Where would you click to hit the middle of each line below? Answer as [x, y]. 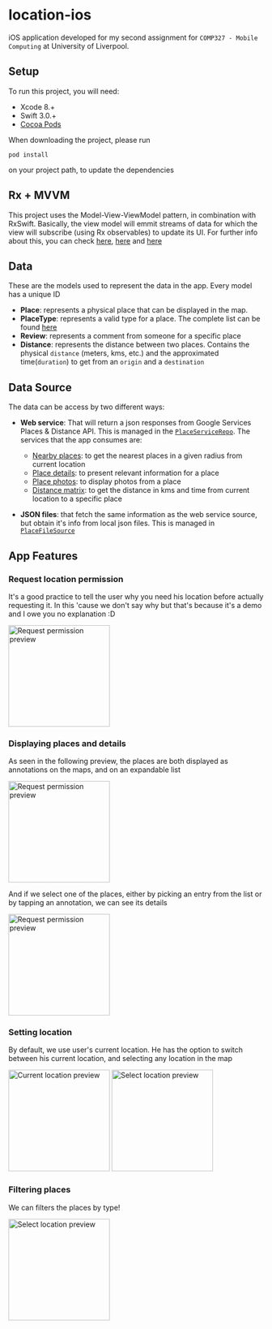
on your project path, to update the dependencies [91, 170]
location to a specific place [77, 499]
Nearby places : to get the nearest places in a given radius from [137, 455]
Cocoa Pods [40, 124]
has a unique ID [34, 295]
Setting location [40, 1033]
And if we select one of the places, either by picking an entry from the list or [135, 894]
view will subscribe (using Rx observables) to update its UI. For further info [133, 232]
